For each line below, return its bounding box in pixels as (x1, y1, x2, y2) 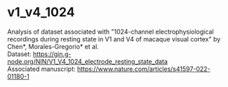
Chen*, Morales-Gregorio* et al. (7, 42, 100, 51)
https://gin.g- (32, 50, 72, 58)
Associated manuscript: (7, 65, 76, 73)
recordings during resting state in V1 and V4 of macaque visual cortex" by (7, 34, 221, 43)
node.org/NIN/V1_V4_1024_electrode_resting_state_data (7, 57, 168, 65)
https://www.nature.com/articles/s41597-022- (76, 65, 210, 73)
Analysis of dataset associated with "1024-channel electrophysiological (7, 27, 214, 36)
